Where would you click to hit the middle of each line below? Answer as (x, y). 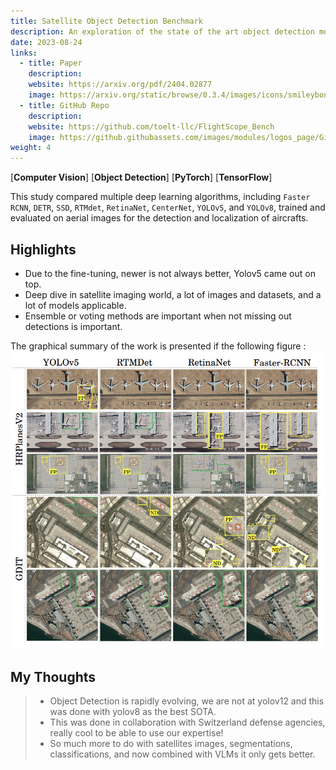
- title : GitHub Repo (64, 105)
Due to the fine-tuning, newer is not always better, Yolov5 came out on (170, 273)
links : (24, 53)
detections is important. (73, 326)
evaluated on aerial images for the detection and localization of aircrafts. (159, 218)
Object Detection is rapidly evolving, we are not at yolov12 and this (187, 701)
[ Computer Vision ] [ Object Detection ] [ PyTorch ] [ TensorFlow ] (141, 177)
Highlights (43, 249)
